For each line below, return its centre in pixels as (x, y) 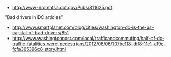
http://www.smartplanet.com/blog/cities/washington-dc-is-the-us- (83, 27)
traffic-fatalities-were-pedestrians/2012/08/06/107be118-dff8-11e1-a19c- (89, 44)
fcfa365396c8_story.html (39, 49)
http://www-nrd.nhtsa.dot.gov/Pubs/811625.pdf (62, 7)
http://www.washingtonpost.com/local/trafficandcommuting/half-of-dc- (88, 38)
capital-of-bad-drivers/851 (40, 33)
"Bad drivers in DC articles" (34, 17)
